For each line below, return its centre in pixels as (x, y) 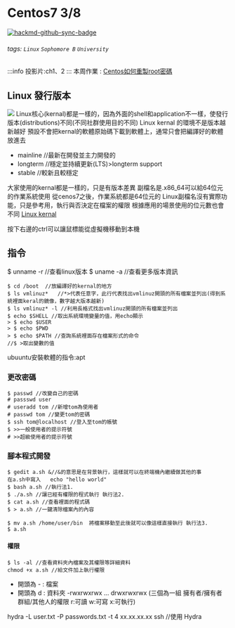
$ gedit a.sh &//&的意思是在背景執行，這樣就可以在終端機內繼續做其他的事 (105, 473)
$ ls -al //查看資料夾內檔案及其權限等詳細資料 (69, 563)
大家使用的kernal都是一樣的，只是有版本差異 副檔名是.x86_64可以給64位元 (115, 187)
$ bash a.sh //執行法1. (40, 487)
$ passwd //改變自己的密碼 (43, 394)
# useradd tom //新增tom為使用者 (53, 407)
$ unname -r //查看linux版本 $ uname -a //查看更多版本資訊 (93, 271)
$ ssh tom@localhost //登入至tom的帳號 (62, 422)
